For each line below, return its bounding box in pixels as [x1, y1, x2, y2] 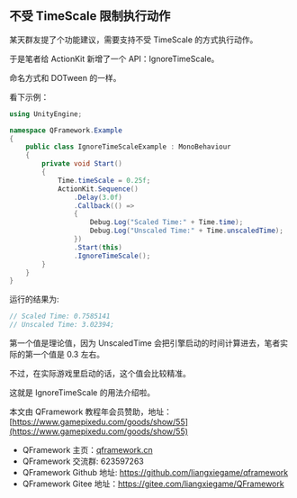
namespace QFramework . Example [9, 125, 123, 135]
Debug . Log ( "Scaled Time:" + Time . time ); [89, 218, 244, 227]
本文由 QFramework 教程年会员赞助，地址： [9, 406, 173, 417]
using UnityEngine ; [9, 109, 83, 119]
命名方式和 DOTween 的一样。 [9, 72, 121, 83]
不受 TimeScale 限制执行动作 [9, 8, 171, 24]
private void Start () [41, 159, 123, 168]
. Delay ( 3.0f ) [73, 193, 123, 202]
